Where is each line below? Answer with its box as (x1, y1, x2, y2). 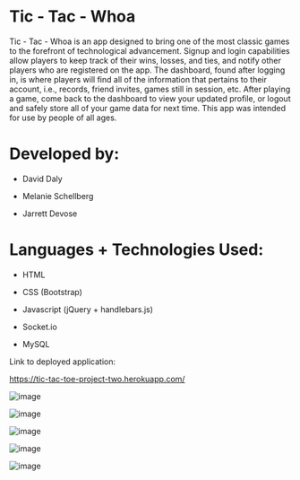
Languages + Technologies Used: (9, 240, 264, 260)
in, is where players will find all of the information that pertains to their (9, 74, 267, 84)
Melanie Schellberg (21, 190, 94, 201)
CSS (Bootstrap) (21, 286, 83, 297)
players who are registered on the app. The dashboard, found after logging (9, 65, 286, 75)
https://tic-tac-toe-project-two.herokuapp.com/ (9, 373, 185, 384)
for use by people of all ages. (9, 112, 117, 123)
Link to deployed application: (9, 356, 116, 367)
